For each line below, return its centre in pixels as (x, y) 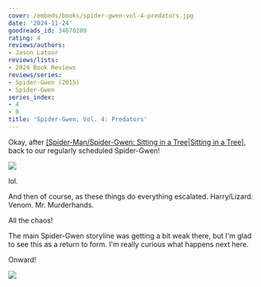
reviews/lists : (33, 61)
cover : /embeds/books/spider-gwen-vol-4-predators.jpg (101, 16)
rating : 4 (25, 38)
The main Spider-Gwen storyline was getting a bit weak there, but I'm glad (130, 235)
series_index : (32, 97)
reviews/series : (35, 75)
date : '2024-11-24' (41, 23)
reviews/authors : (37, 45)
